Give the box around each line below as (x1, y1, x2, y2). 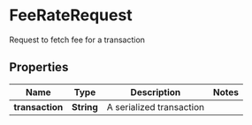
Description (130, 85, 181, 98)
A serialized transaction (106, 100, 205, 113)
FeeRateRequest (9, 5, 133, 26)
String (72, 100, 99, 113)
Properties (9, 60, 69, 75)
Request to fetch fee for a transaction (9, 34, 146, 45)
